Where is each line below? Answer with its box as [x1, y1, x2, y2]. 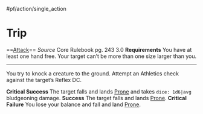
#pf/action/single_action [6, 5, 66, 12]
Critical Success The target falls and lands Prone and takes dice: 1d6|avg [6, 87, 192, 95]
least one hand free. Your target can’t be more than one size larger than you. [6, 52, 197, 60]
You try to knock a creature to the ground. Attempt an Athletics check [6, 69, 179, 77]
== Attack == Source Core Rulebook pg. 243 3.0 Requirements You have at [6, 46, 192, 53]
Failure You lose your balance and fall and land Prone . [6, 101, 141, 108]
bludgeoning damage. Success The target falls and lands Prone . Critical [6, 94, 187, 101]
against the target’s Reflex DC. [6, 76, 82, 83]
